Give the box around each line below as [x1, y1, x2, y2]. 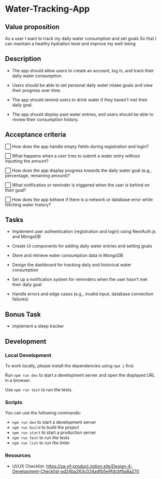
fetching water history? [5, 201, 51, 207]
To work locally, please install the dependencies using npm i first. [5, 363, 135, 368]
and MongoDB [12, 234, 41, 240]
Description [5, 55, 41, 63]
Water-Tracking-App [5, 3, 90, 15]
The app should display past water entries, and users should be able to [12, 111, 154, 117]
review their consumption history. [12, 116, 79, 122]
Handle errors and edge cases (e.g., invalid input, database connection [12, 291, 154, 297]
